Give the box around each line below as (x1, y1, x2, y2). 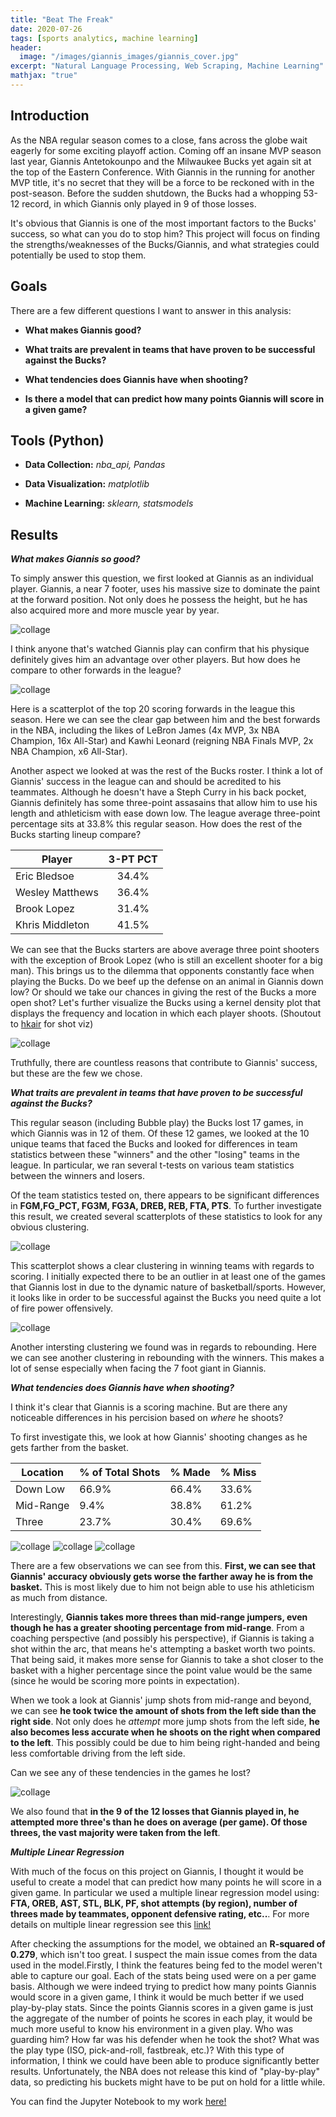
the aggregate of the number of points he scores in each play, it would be (10, 2012, 313, 2025)
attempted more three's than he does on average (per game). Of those (10, 1816, 308, 1828)
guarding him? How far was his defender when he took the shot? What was (10, 2034, 320, 2046)
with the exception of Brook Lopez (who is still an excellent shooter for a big (10, 954, 323, 966)
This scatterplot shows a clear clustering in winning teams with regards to (10, 1260, 315, 1272)
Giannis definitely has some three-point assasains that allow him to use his (10, 797, 318, 809)
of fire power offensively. (10, 1302, 114, 1315)
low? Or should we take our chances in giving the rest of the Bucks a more (10, 986, 317, 998)
